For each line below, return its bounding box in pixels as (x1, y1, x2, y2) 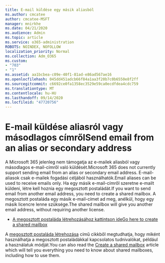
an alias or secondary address (5, 142, 132, 154)
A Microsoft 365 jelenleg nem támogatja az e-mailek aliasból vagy (5, 159, 140, 165)
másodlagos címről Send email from (5, 132, 155, 143)
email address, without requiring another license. (5, 207, 105, 213)
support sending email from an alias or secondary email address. (5, 170, 138, 176)
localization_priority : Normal (5, 49, 70, 54)
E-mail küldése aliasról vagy (5, 122, 124, 132)
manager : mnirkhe (5, 21, 41, 26)
